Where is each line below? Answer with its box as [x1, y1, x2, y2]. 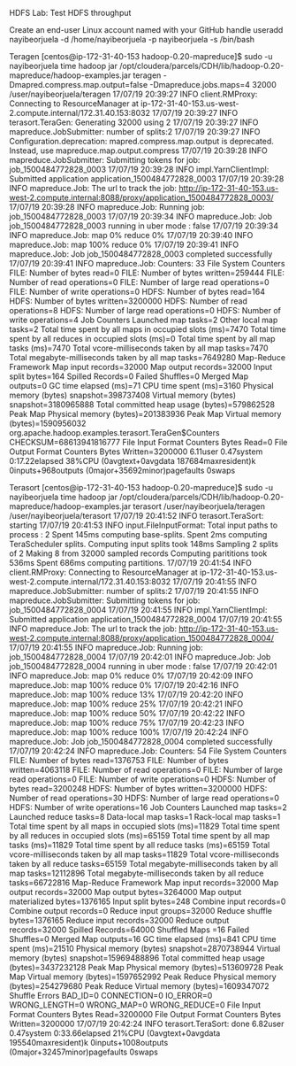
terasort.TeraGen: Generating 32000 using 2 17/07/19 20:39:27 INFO [9, 117, 259, 127]
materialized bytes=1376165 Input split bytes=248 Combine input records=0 [9, 896, 286, 907]
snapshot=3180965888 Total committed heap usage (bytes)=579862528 [9, 399, 276, 410]
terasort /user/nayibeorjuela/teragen [133, 501, 266, 512]
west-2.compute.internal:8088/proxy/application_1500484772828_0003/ [9, 192, 274, 203]
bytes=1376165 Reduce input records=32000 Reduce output [9, 915, 230, 925]
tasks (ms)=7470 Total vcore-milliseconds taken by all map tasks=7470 [9, 343, 269, 353]
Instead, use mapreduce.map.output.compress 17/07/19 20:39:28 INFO [9, 145, 268, 156]
